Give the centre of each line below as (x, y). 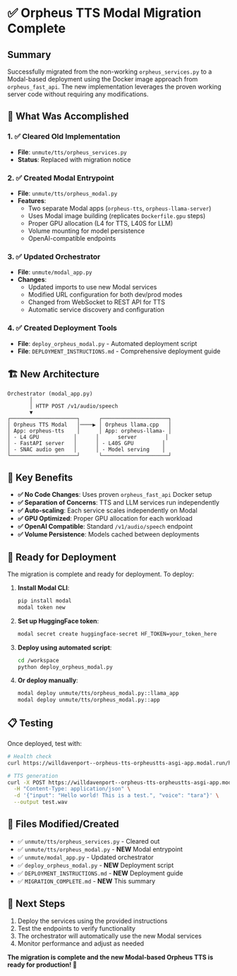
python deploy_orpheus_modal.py (65, 667)
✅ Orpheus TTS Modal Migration (104, 13)
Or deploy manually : (48, 680)
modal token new (41, 607)
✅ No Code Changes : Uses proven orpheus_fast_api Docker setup (115, 495)
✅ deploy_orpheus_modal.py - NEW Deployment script (96, 865)
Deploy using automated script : (65, 647)
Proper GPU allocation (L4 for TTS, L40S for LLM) (101, 223)
